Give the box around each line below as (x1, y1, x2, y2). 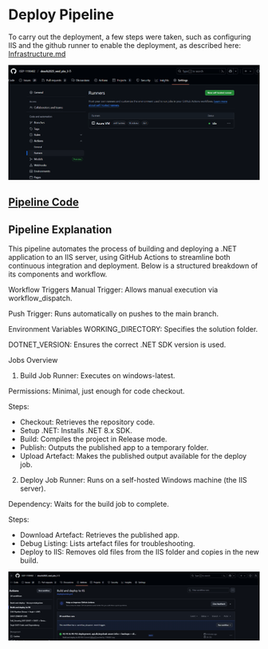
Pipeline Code (8, 196, 80, 209)
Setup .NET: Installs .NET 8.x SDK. (19, 426, 133, 436)
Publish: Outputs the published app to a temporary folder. (19, 443, 209, 452)
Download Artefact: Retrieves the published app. (19, 530, 180, 540)
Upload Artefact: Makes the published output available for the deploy (19, 452, 247, 461)
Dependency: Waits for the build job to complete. (8, 500, 169, 509)
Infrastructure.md (8, 49, 66, 58)
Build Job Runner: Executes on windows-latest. (19, 371, 175, 380)
